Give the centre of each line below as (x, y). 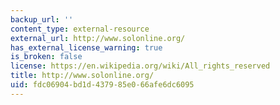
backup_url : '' (42, 19)
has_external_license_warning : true (86, 47)
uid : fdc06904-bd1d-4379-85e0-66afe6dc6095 (102, 85)
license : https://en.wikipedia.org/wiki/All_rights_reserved (140, 66)
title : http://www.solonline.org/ (82, 76)
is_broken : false (46, 57)
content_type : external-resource (80, 29)
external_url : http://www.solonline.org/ (98, 38)
